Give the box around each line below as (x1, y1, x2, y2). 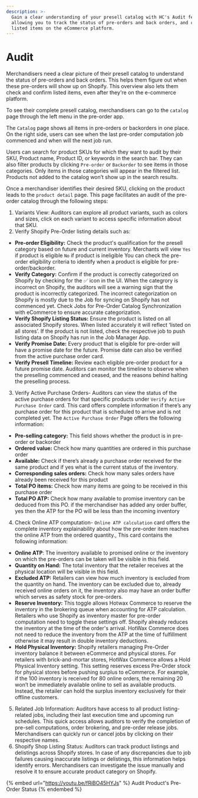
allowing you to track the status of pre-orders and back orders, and (11, 20, 189, 25)
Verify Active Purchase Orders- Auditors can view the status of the (14, 390, 177, 397)
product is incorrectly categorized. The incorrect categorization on (14, 290, 177, 297)
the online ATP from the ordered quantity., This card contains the (14, 531, 173, 539)
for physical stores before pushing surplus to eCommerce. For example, (14, 669, 190, 676)
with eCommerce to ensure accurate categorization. (14, 309, 141, 316)
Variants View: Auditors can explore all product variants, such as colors (14, 209, 188, 216)
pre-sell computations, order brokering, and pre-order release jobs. (14, 724, 179, 731)
